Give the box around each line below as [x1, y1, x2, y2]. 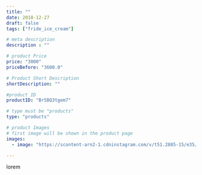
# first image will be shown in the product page [6, 130, 133, 136]
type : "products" [6, 114, 50, 120]
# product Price [6, 53, 47, 59]
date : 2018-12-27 [6, 14, 50, 21]
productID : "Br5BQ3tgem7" [6, 97, 71, 103]
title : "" [6, 8, 31, 15]
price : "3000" [6, 59, 42, 65]
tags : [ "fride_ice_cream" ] [6, 25, 74, 32]
